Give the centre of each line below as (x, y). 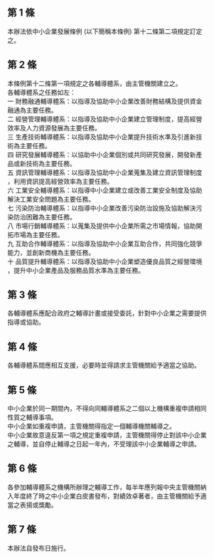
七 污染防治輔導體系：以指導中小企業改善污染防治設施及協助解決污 (105, 208)
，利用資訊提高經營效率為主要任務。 (60, 181)
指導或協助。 (26, 322)
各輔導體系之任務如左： (42, 92)
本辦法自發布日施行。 (38, 548)
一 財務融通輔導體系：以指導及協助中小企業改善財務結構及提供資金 (105, 101)
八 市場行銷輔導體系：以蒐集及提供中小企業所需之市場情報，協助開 (105, 226)
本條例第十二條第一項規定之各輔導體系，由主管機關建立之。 (95, 83)
